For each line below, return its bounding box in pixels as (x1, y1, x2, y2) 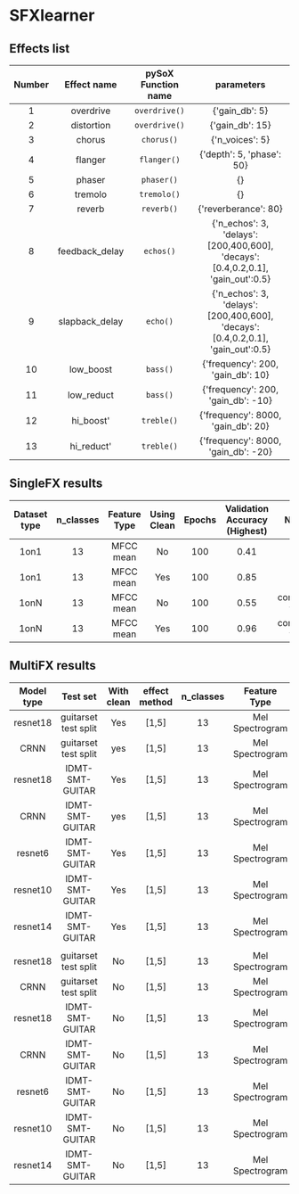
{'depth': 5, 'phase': (199, 148, 282, 161)
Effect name (64, 78, 117, 90)
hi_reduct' (69, 441, 112, 452)
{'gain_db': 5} (212, 104, 269, 117)
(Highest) (226, 524, 268, 537)
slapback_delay (58, 316, 124, 327)
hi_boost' (70, 415, 110, 426)
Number (13, 78, 49, 90)
